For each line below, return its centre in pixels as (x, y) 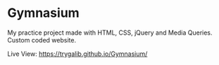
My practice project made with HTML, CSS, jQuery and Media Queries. (110, 32)
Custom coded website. (42, 40)
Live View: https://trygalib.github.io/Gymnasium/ (77, 54)
